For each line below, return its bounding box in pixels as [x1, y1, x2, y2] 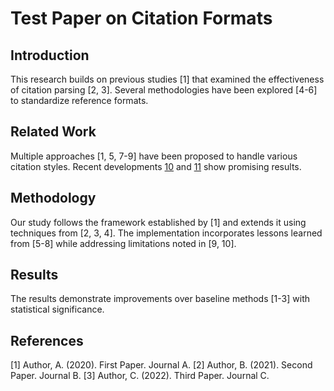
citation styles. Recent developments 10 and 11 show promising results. [10, 160, 302, 172]
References [10, 332, 84, 349]
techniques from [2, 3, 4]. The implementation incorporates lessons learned [10, 227, 323, 239]
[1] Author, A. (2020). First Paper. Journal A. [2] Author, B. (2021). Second [10, 359, 313, 371]
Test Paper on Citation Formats [10, 7, 273, 30]
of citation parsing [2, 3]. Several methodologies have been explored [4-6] [10, 84, 318, 96]
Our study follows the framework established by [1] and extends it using [10, 216, 307, 228]
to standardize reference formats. [10, 95, 149, 106]
